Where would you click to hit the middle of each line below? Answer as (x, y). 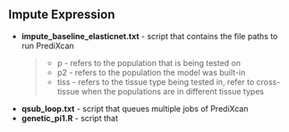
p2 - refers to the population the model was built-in (151, 72)
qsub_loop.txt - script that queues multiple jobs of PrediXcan (135, 108)
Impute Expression (62, 15)
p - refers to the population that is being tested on (149, 62)
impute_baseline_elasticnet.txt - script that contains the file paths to (149, 36)
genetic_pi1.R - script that (69, 118)
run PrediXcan (48, 45)
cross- (268, 82)
